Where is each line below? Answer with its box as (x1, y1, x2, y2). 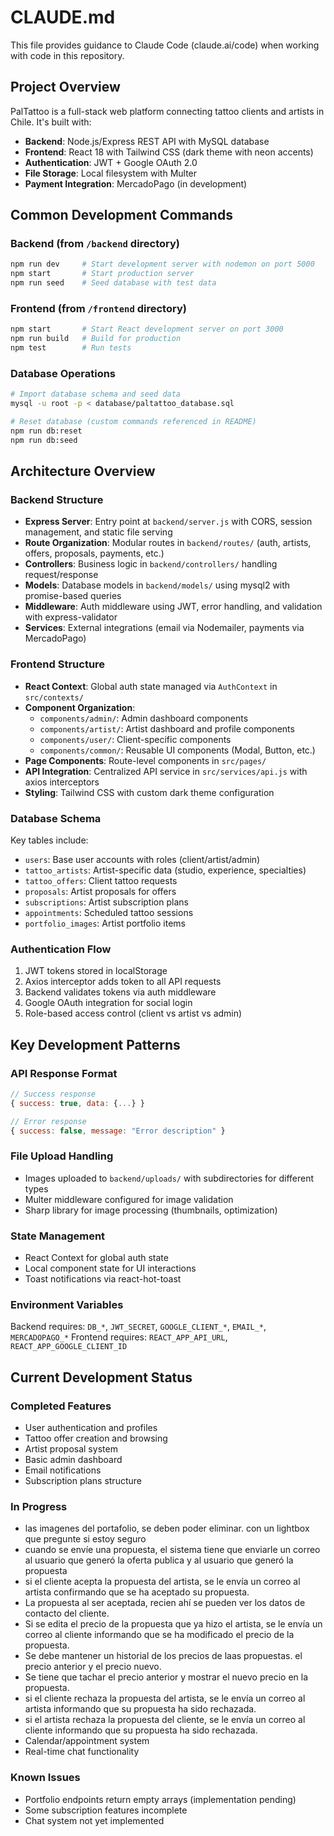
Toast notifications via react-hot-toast (24, 1273, 182, 1285)
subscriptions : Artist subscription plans (24, 896, 189, 908)
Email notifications (24, 1464, 102, 1476)
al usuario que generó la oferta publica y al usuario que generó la (24, 1554, 294, 1566)
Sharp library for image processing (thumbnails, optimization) (24, 1204, 278, 1216)
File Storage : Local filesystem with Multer (24, 167, 198, 179)
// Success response (10, 1089, 97, 1099)
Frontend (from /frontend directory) (10, 301, 187, 315)
